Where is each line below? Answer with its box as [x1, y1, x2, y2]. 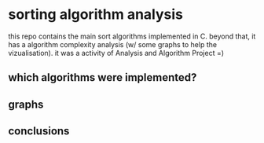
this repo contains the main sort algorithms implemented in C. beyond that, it [8, 31, 256, 41]
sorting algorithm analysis [8, 5, 183, 24]
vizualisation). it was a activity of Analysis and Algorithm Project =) [8, 48, 225, 57]
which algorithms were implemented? [8, 71, 197, 84]
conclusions [8, 124, 70, 138]
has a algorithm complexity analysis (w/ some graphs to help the [8, 39, 218, 49]
